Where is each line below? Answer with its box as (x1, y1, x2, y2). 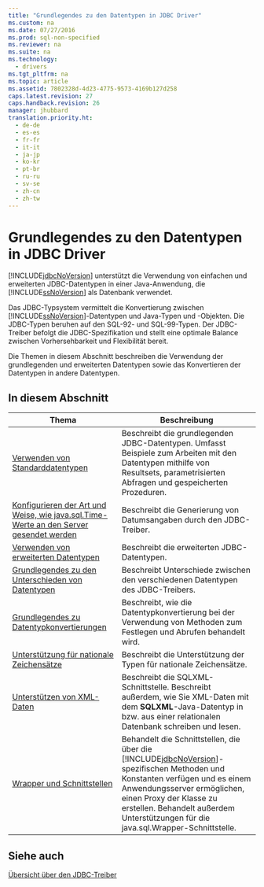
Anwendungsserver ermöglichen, (121, 783, 245, 794)
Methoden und (170, 763, 225, 774)
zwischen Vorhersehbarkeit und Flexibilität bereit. (8, 336, 169, 346)
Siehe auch (8, 849, 64, 863)
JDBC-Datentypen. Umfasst (121, 438, 226, 449)
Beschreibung (159, 415, 214, 426)
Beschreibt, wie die (121, 597, 192, 608)
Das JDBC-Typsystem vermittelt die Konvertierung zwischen (8, 303, 204, 312)
